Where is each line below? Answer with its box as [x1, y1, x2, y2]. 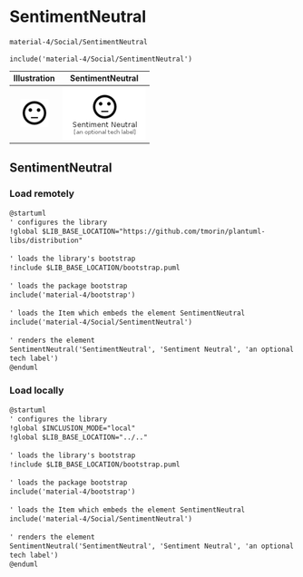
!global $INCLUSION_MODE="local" [9, 424, 136, 433]
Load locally [9, 384, 64, 396]
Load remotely [9, 187, 75, 200]
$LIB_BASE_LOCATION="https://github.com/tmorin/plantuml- [42, 227, 266, 236]
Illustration [13, 73, 56, 83]
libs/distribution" [9, 236, 83, 245]
